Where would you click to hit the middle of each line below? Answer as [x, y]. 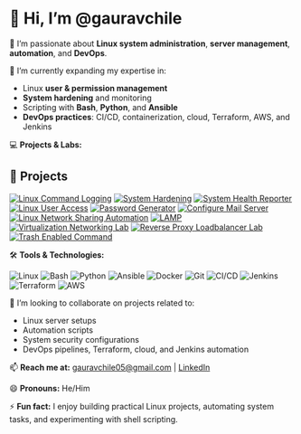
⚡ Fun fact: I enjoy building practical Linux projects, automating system [141, 406]
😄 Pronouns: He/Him [50, 388]
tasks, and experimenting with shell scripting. [94, 419]
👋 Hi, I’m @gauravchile [96, 19]
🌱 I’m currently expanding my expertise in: [88, 71]
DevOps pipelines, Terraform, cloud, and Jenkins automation [136, 349]
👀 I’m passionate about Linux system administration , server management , [150, 43]
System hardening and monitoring [87, 98]
